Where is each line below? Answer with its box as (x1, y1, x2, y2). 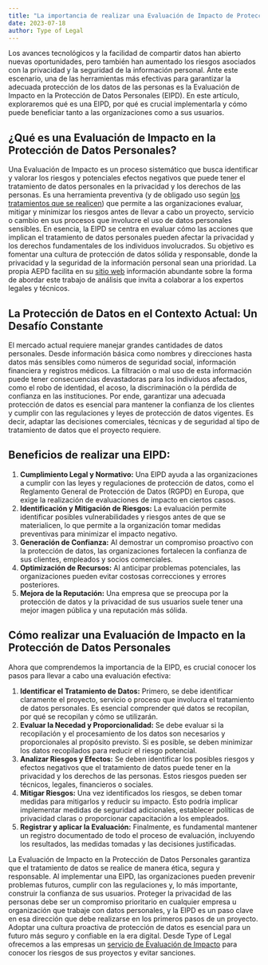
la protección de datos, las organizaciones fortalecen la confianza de (19, 546, 247, 555)
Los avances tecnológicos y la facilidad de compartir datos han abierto (8, 49, 242, 58)
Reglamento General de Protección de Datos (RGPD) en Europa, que (19, 486, 245, 496)
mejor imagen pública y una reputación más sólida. (19, 605, 188, 615)
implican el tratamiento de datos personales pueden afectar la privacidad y (8, 232, 254, 242)
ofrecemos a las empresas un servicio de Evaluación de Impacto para (8, 939, 238, 949)
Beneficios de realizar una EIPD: (8, 448, 171, 462)
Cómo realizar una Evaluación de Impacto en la (8, 629, 246, 642)
